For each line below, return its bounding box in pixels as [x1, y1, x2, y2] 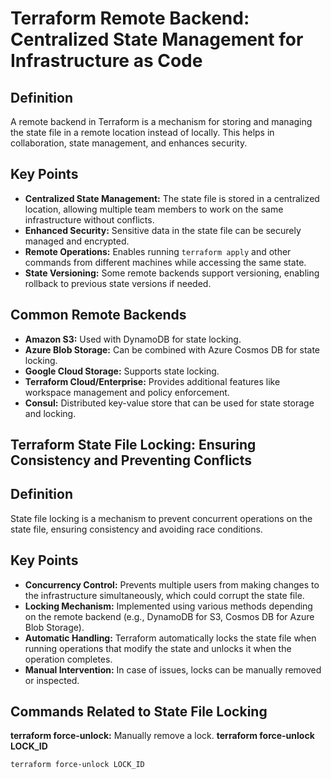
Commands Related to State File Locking [10, 703, 268, 721]
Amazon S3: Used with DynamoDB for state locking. [24, 333, 242, 345]
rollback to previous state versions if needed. [24, 277, 212, 289]
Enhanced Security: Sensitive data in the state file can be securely [24, 224, 302, 236]
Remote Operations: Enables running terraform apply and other [24, 245, 292, 257]
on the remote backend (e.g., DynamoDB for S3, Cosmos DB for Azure [24, 610, 315, 622]
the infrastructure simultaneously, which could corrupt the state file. [24, 589, 305, 601]
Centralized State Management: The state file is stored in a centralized [24, 192, 320, 204]
